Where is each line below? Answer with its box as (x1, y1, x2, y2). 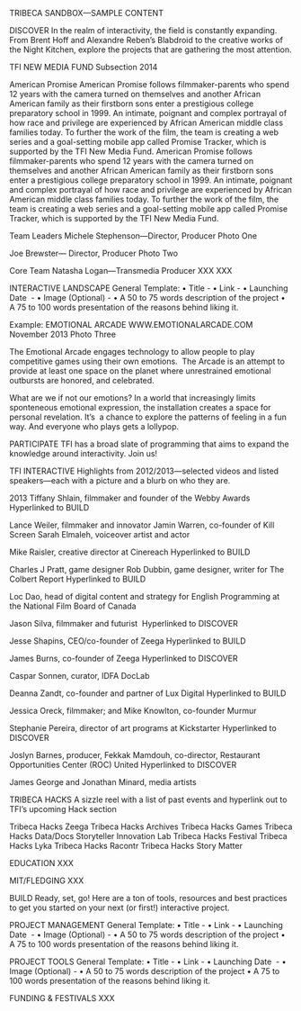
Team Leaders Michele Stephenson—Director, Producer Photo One (9, 230, 258, 241)
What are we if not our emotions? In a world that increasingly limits (9, 393, 256, 403)
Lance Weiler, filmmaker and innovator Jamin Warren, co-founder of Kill (9, 519, 275, 530)
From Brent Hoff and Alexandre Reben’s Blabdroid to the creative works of (9, 35, 283, 45)
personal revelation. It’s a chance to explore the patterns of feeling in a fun (9, 411, 288, 422)
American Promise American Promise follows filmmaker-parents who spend (9, 79, 289, 89)
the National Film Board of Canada (9, 600, 137, 611)
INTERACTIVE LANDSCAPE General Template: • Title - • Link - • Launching (9, 283, 289, 293)
